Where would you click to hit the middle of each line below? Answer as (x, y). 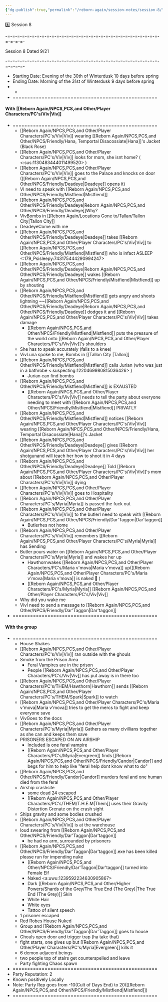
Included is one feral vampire (57, 745)
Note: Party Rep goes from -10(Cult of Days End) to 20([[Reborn (78, 985)
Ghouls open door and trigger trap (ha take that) (69, 937)
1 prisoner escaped (39, 916)
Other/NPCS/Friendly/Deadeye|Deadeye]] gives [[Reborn (78, 445)
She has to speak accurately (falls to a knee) (65, 349)
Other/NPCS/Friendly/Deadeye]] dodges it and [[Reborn (77, 312)
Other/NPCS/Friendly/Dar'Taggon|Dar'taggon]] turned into (87, 868)
